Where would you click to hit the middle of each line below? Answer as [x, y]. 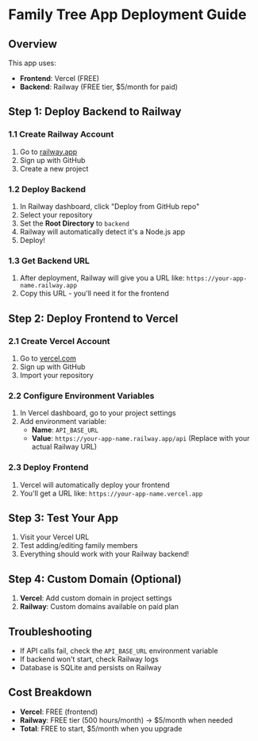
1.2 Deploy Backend [47, 189]
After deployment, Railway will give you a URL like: [102, 278]
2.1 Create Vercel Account [59, 341]
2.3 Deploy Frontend [48, 468]
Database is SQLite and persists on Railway [90, 668]
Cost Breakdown [50, 693]
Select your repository [56, 214]
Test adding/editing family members [79, 546]
